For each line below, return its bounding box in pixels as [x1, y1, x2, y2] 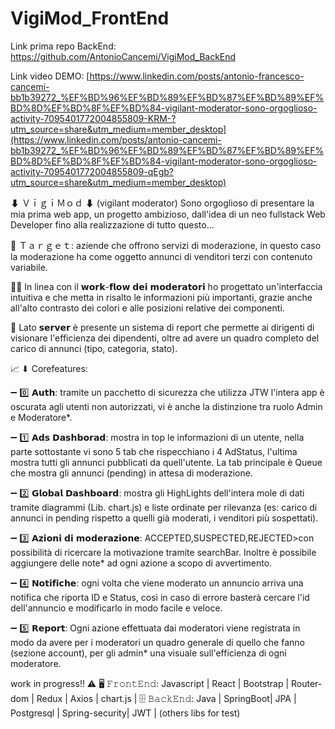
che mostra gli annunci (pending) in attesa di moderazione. [10, 467, 253, 479]
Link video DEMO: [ [10, 70, 90, 82]
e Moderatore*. [10, 411, 73, 423]
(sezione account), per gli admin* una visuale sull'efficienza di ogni [10, 647, 287, 659]
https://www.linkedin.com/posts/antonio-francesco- [89, 70, 305, 82]
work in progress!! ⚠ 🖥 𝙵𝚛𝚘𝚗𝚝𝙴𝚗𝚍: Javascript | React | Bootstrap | [10, 677, 290, 689]
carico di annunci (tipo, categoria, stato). [10, 342, 178, 354]
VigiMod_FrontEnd [10, 7, 170, 30]
